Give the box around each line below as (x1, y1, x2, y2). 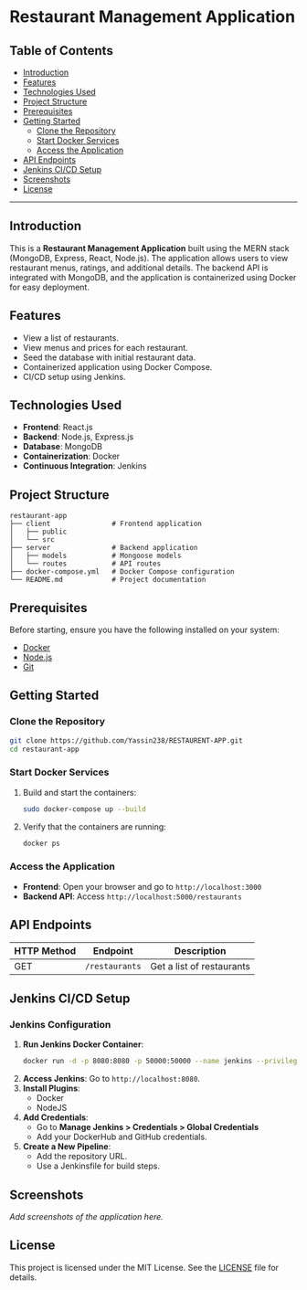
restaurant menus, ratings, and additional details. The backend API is (9, 262, 269, 273)
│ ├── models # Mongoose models (9, 551, 182, 561)
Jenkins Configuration (9, 1018, 111, 1031)
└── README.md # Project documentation (9, 576, 206, 585)
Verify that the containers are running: (22, 820, 166, 832)
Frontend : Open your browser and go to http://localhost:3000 (22, 881, 262, 892)
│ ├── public (9, 527, 68, 536)
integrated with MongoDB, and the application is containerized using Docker (9, 271, 297, 282)
